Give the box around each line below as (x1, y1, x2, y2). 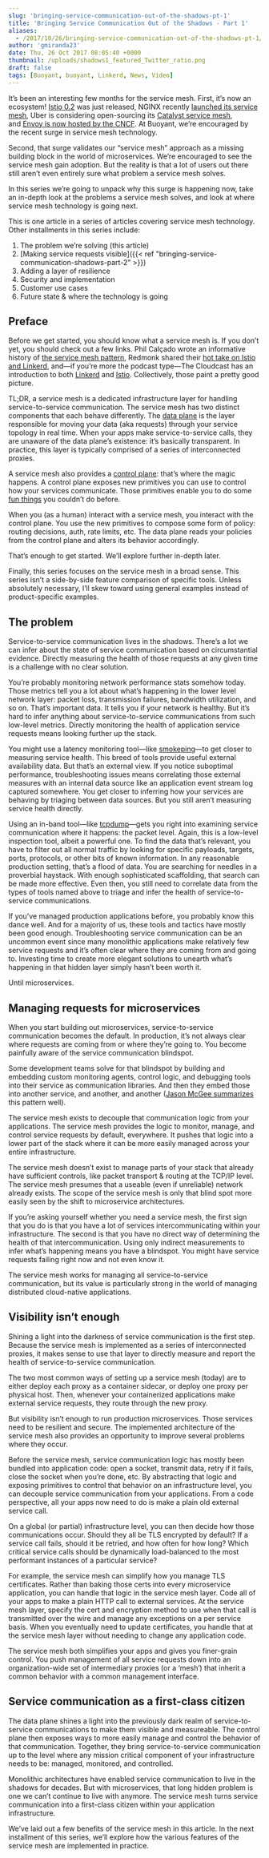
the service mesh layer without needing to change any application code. (8, 1631, 247, 1640)
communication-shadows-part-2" (19, 257, 131, 267)
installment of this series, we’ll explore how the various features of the (8, 1832, 239, 1842)
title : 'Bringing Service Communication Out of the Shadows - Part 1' (8, 19, 249, 27)
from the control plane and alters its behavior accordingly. (8, 536, 199, 545)
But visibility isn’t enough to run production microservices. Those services (8, 1414, 254, 1423)
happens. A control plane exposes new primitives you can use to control (8, 477, 247, 487)
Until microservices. (8, 978, 74, 987)
